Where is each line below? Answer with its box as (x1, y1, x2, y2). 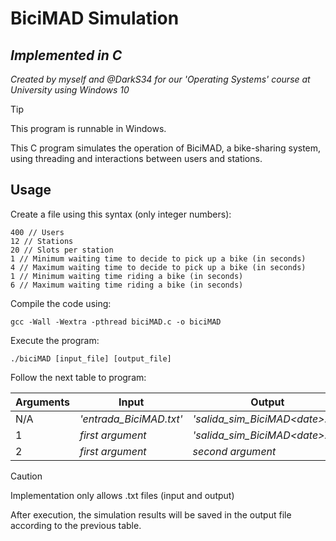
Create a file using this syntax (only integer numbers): (10, 208, 232, 220)
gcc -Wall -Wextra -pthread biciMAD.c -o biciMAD (10, 317, 222, 327)
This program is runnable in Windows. (10, 123, 167, 134)
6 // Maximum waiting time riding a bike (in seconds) (10, 280, 244, 290)
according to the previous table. (10, 519, 142, 531)
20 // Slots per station (10, 245, 114, 255)
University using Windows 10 (10, 84, 130, 96)
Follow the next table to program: (10, 371, 147, 383)
